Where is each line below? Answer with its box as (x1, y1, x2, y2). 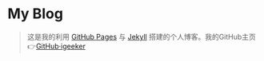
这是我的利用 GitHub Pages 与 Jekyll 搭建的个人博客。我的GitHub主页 (26, 32, 257, 41)
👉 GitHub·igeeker (26, 41, 86, 51)
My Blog (7, 5, 63, 23)
